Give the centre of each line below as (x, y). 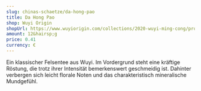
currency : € (21, 45)
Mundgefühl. (22, 81)
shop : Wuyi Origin (29, 23)
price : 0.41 (21, 40)
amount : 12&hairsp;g (32, 34)
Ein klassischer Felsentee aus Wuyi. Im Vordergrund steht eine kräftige (93, 62)
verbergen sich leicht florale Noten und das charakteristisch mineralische (97, 75)
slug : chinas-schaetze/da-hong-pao (51, 12)
